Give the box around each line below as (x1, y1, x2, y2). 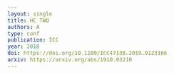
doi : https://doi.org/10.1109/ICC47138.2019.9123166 (7, 50, 168, 57)
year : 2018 (7, 43, 40, 50)
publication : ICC (7, 37, 59, 44)
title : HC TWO (7, 17, 50, 24)
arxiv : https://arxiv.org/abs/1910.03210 (7, 56, 133, 63)
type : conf (7, 30, 40, 37)
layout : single (7, 10, 53, 18)
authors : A (7, 23, 40, 30)
